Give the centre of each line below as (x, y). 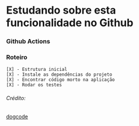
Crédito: (16, 98)
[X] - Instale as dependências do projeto (59, 75)
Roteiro (17, 57)
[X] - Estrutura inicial (37, 70)
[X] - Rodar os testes (34, 85)
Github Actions (28, 41)
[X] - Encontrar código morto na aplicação (61, 80)
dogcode (17, 117)
